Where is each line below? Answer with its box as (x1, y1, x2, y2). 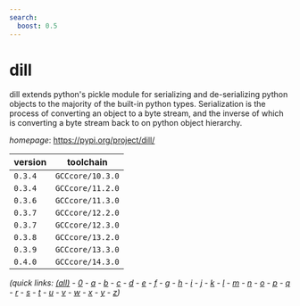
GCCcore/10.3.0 (54, 171, 120, 181)
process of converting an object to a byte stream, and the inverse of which (9, 108, 284, 119)
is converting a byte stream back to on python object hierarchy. (9, 118, 243, 128)
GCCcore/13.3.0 (54, 244, 120, 255)
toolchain (66, 156, 109, 169)
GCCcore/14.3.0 (54, 257, 120, 268)
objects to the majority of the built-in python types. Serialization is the (9, 99, 266, 110)
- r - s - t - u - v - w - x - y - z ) (9, 287, 121, 298)
